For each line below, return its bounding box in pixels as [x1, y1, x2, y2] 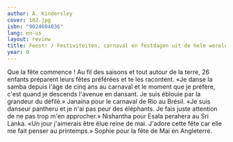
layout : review [7, 36, 51, 43]
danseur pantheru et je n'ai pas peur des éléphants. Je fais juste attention [7, 105, 218, 113]
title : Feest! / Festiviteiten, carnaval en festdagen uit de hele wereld [7, 42, 228, 49]
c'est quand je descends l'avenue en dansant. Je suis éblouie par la [7, 89, 201, 98]
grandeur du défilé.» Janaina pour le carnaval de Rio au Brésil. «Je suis [7, 97, 211, 105]
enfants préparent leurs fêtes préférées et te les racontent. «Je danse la [7, 75, 213, 83]
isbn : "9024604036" [7, 23, 64, 30]
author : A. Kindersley [7, 10, 73, 17]
